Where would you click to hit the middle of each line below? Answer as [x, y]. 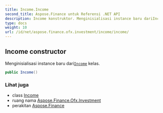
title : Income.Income [27, 9]
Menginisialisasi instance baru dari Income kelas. [53, 63]
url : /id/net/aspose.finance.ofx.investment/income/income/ [67, 32]
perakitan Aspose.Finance [38, 105]
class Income [25, 95]
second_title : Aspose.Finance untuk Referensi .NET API [63, 14]
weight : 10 [16, 28]
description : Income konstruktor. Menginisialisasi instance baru [73, 18]
